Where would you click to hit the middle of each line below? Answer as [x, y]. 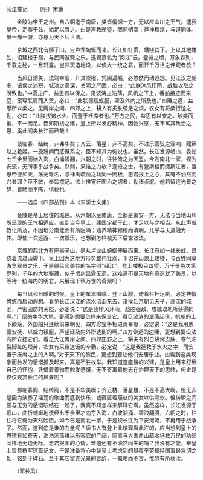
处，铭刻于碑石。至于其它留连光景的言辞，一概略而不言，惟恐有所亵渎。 [96, 458]
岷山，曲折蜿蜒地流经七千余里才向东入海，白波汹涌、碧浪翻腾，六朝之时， [99, 413]
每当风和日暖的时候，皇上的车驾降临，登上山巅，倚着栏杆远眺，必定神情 [107, 294]
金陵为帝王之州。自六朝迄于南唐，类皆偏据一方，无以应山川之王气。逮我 [107, 22]
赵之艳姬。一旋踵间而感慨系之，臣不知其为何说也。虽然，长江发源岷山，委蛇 [101, 151]
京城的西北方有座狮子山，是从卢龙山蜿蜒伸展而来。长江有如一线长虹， [104, 251]
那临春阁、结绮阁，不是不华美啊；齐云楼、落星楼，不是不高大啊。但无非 [107, 390]
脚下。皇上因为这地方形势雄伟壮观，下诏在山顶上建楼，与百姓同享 [114, 258]
